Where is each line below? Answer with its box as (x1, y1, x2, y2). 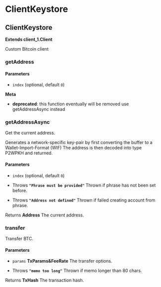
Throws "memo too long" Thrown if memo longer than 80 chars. (12, 268, 142, 274)
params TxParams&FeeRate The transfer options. (12, 258, 112, 264)
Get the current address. (5, 130, 55, 136)
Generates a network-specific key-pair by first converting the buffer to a (5, 140, 153, 145)
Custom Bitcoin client (5, 46, 49, 52)
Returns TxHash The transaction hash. (5, 277, 84, 284)
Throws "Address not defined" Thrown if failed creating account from (12, 197, 156, 203)
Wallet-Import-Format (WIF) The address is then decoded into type (5, 145, 142, 151)
